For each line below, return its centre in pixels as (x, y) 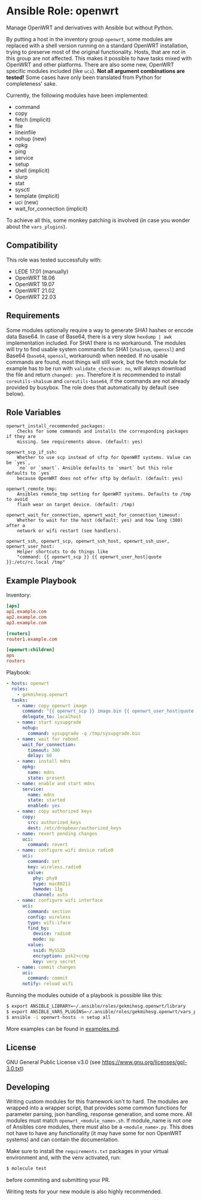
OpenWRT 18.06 (35, 278)
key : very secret (54, 962)
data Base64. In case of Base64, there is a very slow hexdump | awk (89, 336)
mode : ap (44, 939)
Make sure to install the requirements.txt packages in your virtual (87, 1151)
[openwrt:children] (31, 650)
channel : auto (50, 895)
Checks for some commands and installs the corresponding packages (103, 431)
